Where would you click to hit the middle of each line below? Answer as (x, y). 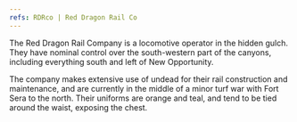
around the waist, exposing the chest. (78, 107)
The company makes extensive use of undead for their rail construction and (148, 79)
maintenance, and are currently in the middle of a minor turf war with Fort (144, 88)
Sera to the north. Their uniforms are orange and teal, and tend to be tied (143, 98)
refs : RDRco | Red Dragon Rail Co (74, 17)
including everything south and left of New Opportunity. (111, 61)
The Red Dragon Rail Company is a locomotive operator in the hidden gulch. (148, 43)
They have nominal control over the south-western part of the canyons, (140, 52)
